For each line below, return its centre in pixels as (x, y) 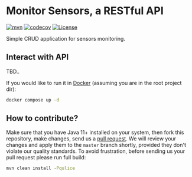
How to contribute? (42, 118)
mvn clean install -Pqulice (41, 168)
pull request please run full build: (46, 158)
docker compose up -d (33, 100)
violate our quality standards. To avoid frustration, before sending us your (96, 151)
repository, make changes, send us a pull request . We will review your (91, 139)
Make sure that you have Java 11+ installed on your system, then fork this (95, 132)
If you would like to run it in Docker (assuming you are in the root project (94, 83)
